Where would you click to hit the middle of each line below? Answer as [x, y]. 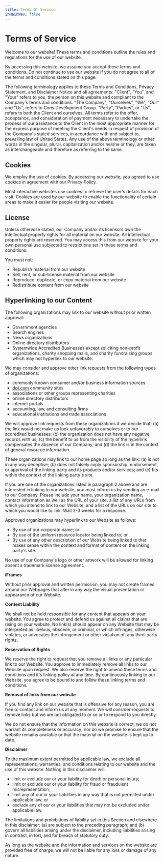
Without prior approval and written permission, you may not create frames [80, 584]
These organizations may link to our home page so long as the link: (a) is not [82, 459]
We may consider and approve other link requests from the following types [80, 368]
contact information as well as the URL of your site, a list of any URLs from [80, 500]
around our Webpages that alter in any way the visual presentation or [75, 589]
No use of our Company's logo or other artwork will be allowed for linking [79, 560]
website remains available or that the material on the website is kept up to [79, 734]
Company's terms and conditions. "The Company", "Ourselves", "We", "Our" [82, 103]
